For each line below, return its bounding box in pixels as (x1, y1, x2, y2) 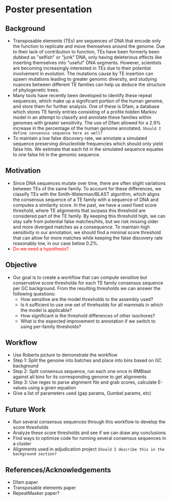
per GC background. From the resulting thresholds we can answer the (12, 285, 161, 291)
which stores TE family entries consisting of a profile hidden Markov (12, 109, 157, 115)
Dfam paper (12, 479, 39, 486)
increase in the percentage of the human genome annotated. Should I (12, 125, 161, 131)
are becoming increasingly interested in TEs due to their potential (12, 65, 151, 71)
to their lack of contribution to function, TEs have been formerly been (12, 49, 160, 55)
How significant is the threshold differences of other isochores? (20, 312, 155, 318)
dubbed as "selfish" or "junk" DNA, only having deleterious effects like (12, 54, 162, 60)
